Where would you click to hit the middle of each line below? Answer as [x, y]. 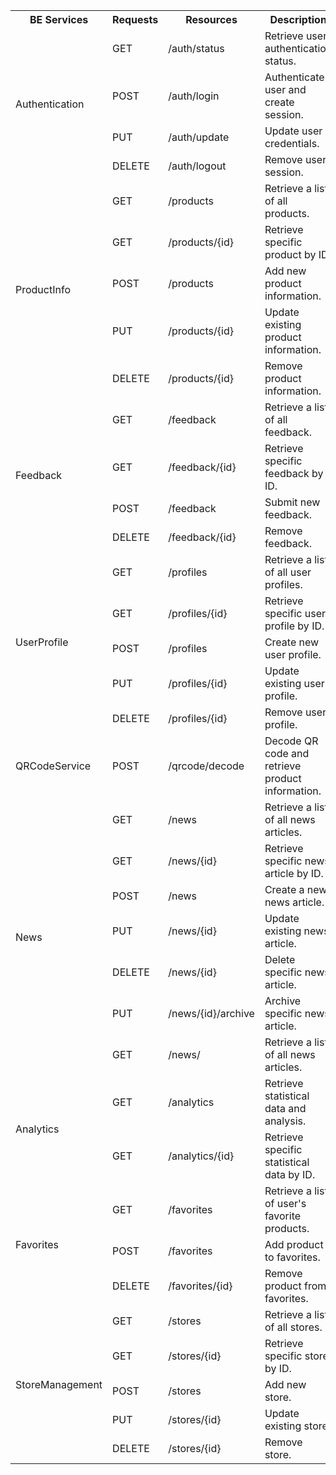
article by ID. [294, 873]
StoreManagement [59, 1384]
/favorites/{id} [200, 1286]
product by [290, 254]
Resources [211, 19]
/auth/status [196, 48]
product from [295, 1286]
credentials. [292, 143]
